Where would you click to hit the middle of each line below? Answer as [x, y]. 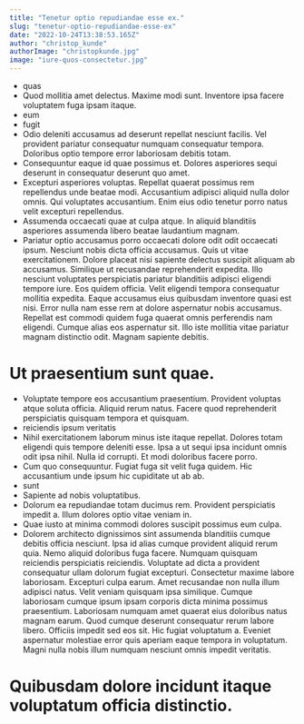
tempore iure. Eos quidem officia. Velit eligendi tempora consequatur [151, 288]
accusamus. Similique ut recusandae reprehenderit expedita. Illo [142, 269]
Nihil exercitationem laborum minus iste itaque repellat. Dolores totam [152, 437]
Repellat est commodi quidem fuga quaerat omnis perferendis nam [147, 317]
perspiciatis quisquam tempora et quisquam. [106, 418]
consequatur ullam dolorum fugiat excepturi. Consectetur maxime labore [158, 572]
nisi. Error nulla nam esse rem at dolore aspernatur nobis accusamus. [152, 308]
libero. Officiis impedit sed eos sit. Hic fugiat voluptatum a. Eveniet [147, 630]
